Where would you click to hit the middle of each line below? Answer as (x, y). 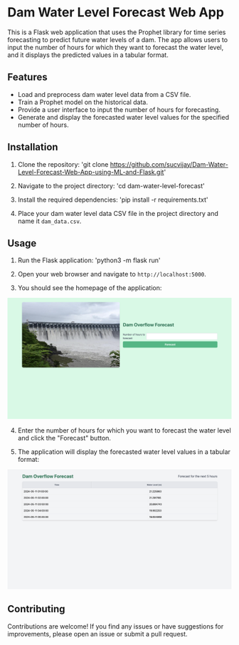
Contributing (36, 609)
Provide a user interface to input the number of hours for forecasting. (119, 109)
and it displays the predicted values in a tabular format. (88, 55)
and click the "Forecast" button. (64, 438)
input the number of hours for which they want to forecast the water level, (116, 47)
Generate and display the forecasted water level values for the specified (123, 117)
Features (27, 77)
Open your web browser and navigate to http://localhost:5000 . (112, 274)
